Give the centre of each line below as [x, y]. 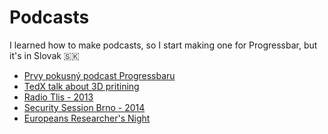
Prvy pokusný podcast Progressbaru [99, 75]
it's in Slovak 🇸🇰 [44, 55]
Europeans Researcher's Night [87, 118]
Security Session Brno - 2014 [84, 107]
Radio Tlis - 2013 [58, 97]
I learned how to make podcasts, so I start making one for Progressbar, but [163, 45]
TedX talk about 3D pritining [81, 86]
